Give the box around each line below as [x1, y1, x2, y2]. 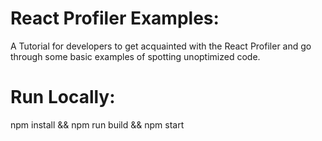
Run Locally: [10, 86, 116, 109]
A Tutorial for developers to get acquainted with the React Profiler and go [10, 40, 312, 52]
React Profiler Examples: [10, 7, 220, 30]
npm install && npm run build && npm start [10, 118, 185, 131]
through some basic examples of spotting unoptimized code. [10, 50, 261, 62]
